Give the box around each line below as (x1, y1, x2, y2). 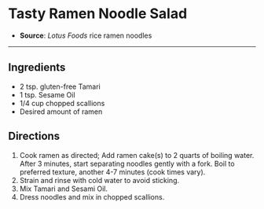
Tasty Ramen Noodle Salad (8, 5, 188, 23)
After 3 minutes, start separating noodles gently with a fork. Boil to (19, 159, 235, 168)
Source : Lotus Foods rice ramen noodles (19, 31, 152, 40)
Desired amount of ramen (19, 107, 103, 116)
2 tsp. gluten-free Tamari (19, 82, 101, 91)
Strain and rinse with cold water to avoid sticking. (19, 175, 180, 185)
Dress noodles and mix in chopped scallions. (19, 192, 165, 201)
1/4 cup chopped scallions (19, 98, 105, 108)
